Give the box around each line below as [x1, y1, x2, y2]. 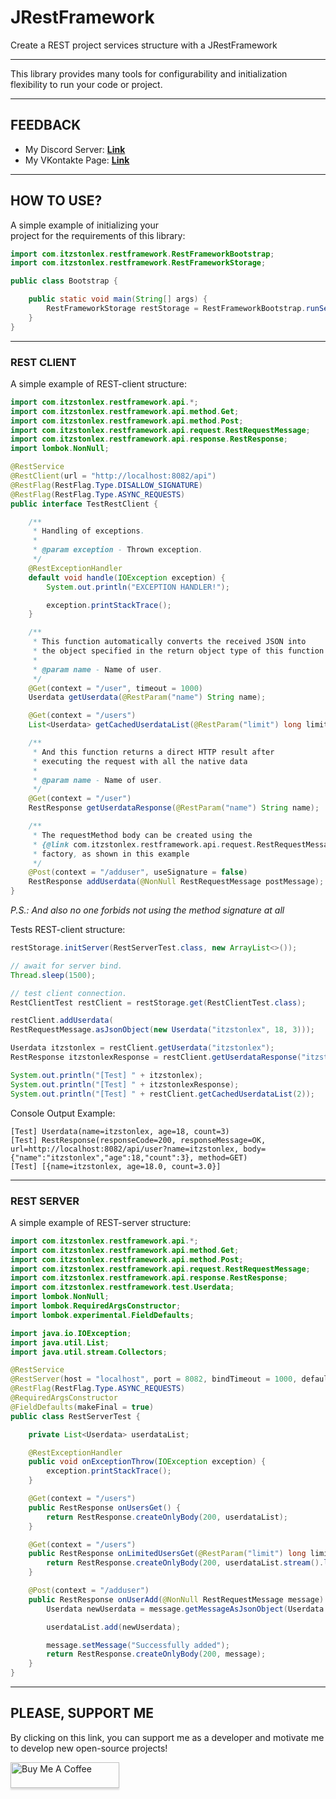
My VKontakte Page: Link [24, 154, 130, 166]
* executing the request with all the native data [32, 756, 248, 766]
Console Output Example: [10, 1107, 116, 1119]
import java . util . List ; [10, 1337, 110, 1348]
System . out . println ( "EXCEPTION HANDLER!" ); [46, 582, 230, 592]
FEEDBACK [10, 117, 82, 134]
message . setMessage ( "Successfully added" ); [46, 1640, 230, 1650]
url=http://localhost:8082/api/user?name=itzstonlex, [10, 1144, 240, 1154]
